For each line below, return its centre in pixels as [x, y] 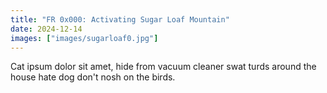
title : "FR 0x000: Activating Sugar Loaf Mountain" [120, 19]
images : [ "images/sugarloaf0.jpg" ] [84, 38]
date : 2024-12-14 [46, 29]
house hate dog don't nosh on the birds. [93, 77]
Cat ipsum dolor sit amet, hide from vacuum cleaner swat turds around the [163, 67]
